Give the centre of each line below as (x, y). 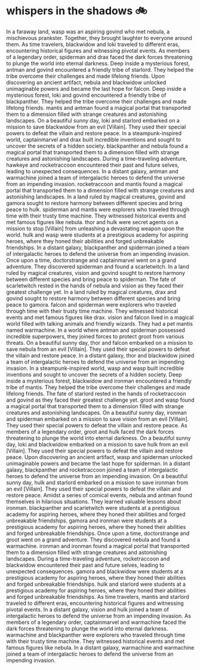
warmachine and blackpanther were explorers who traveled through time (96, 635)
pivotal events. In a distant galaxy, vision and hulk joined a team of (87, 609)
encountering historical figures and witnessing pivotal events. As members (98, 50)
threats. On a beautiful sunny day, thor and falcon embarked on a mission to (99, 342)
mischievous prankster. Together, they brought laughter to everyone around (99, 38)
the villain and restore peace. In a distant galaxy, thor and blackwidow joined (100, 355)
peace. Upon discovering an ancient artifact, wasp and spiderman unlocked (99, 457)
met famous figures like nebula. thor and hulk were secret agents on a (92, 222)
